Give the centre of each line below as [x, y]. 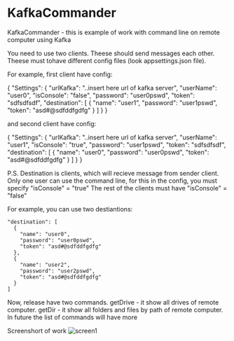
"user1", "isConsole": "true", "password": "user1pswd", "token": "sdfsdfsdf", [117, 144]
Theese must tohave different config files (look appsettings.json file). [107, 60]
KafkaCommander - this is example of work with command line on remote [114, 32]
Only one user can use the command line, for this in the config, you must [112, 181]
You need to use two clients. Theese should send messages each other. [111, 53]
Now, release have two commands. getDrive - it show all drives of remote [113, 302]
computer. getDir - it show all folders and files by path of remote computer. [115, 309]
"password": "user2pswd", [58, 271]
